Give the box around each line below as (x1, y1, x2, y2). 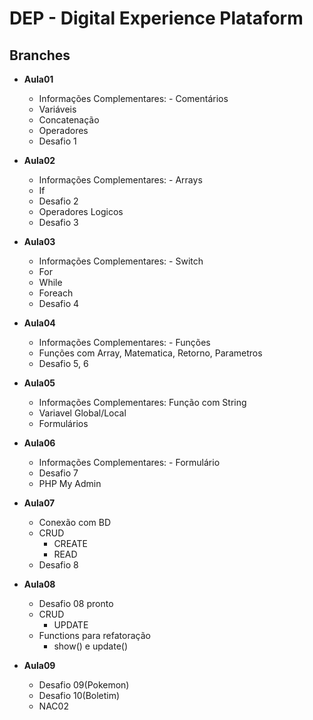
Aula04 (23, 317, 56, 329)
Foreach (38, 287, 74, 299)
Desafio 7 (38, 467, 79, 479)
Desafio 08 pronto (38, 598, 114, 609)
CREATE (53, 538, 88, 549)
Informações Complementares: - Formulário (38, 457, 221, 468)
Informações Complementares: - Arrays (38, 174, 203, 186)
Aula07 (23, 497, 56, 509)
